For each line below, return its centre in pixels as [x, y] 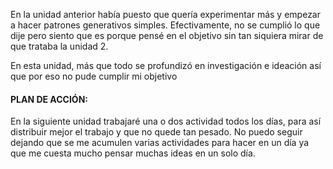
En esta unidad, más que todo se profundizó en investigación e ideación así [166, 65]
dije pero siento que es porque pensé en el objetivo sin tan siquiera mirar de [167, 35]
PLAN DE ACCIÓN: [49, 99]
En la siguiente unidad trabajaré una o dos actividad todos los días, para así [166, 121]
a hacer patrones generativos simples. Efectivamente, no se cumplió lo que [165, 25]
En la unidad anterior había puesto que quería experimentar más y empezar [165, 14]
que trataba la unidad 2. [59, 46]
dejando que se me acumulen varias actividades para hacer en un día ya [160, 143]
